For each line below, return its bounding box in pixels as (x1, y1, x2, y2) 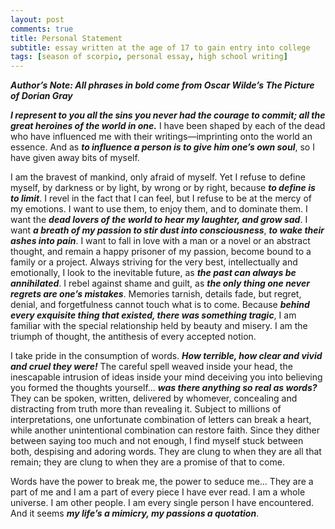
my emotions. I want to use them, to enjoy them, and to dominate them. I (10, 203, 308, 215)
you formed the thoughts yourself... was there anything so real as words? (10, 382, 318, 394)
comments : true (10, 24, 74, 34)
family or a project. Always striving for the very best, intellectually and (10, 256, 298, 268)
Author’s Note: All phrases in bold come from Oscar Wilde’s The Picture (10, 79, 315, 91)
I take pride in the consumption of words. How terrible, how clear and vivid (10, 350, 323, 362)
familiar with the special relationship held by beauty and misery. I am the (10, 320, 308, 332)
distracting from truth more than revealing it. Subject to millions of (10, 403, 282, 415)
